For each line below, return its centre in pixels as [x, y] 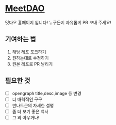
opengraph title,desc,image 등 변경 [47, 93]
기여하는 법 [21, 39]
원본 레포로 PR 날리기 [32, 64]
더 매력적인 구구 [27, 99]
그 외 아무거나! [26, 117]
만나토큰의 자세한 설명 [33, 105]
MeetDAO [25, 8]
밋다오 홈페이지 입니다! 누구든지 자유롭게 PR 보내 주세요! [58, 22]
